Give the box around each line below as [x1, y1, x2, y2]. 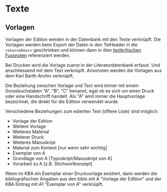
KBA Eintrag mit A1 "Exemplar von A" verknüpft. [5, 181, 104, 187]
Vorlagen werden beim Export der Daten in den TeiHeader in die [5, 42, 138, 48]
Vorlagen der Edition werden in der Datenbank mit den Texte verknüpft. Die [5, 36, 161, 42]
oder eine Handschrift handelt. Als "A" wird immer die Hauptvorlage [5, 93, 145, 99]
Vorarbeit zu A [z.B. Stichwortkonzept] [12, 161, 93, 166]
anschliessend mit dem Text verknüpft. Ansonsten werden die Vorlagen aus [5, 67, 162, 73]
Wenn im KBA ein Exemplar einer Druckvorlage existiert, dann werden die [5, 170, 157, 176]
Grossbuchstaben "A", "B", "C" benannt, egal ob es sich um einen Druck [5, 88, 154, 93]
